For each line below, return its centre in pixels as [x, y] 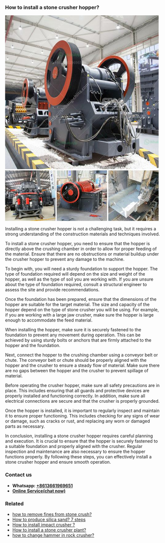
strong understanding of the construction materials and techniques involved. [82, 234]
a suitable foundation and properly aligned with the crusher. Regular [74, 447]
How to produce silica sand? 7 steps [49, 519]
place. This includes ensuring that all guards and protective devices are [77, 391]
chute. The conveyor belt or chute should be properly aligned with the [76, 360]
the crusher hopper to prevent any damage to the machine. [65, 259]
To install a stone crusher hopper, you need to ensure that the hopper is [78, 244]
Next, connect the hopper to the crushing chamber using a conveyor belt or [82, 355]
